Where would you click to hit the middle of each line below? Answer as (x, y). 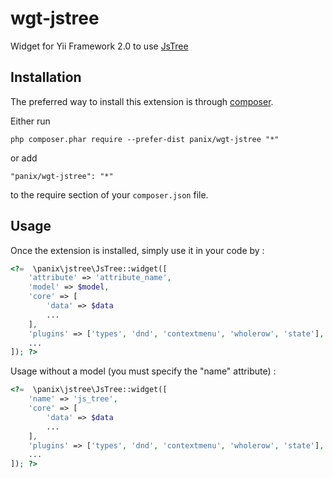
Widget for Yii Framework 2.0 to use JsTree (99, 46)
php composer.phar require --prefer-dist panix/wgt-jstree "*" (145, 139)
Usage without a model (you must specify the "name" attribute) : (143, 371)
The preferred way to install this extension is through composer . (142, 101)
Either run (30, 121)
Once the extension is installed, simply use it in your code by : (137, 250)
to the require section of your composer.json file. (109, 194)
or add (24, 158)
